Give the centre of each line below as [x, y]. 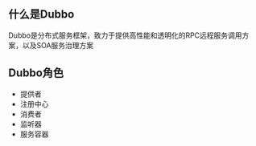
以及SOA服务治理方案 [58, 45]
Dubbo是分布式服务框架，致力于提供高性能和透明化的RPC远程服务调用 [126, 35]
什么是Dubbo [41, 14]
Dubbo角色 [36, 73]
